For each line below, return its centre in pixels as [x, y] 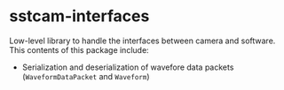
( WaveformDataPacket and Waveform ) [86, 76]
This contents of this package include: [79, 49]
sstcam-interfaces [79, 16]
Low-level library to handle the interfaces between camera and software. [142, 41]
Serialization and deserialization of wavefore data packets [128, 67]
